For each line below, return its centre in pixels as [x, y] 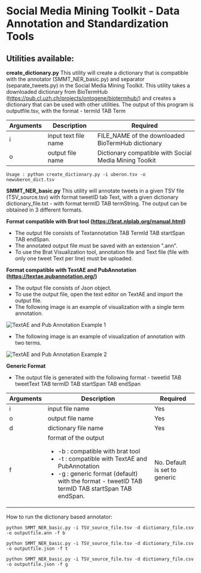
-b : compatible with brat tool [99, 451]
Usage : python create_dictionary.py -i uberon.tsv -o [76, 174]
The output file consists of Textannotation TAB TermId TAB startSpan [100, 233]
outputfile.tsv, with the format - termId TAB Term [66, 111]
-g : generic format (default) [98, 474]
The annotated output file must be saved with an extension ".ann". [96, 246]
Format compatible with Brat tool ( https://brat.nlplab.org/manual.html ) [96, 221]
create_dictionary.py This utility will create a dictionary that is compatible [97, 73]
